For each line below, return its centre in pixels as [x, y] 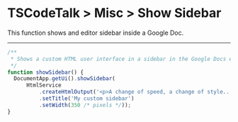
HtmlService [44, 85]
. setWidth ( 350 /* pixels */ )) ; [85, 105]
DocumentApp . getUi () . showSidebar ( [64, 79]
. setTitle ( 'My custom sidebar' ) [86, 99]
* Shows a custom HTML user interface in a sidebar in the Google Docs [118, 59]
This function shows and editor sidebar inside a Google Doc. [96, 33]
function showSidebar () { [45, 72]
